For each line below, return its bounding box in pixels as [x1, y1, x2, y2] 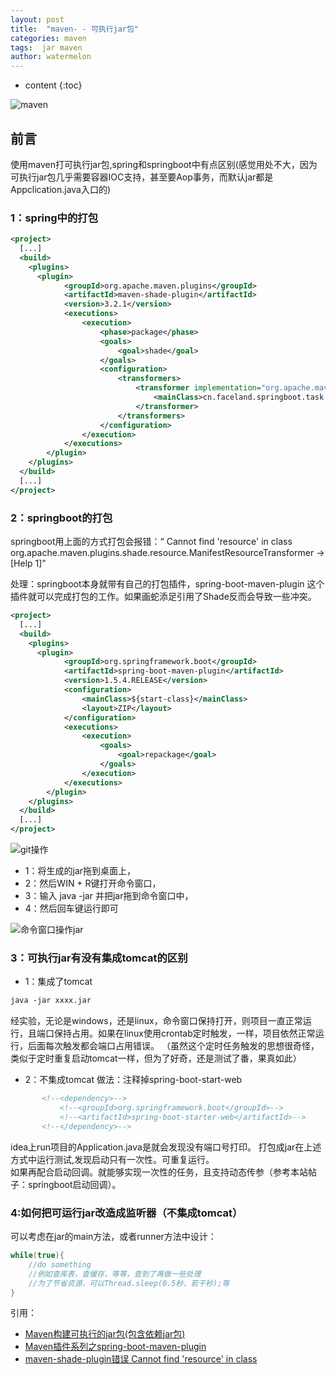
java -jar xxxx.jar [10, 996, 92, 1006]
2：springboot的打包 [10, 511, 113, 525]
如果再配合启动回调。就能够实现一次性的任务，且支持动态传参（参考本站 [10, 1166, 308, 1178]
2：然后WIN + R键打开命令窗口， [24, 877, 162, 890]
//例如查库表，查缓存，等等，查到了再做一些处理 [28, 1269, 202, 1279]
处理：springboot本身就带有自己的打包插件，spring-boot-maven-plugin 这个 [10, 578, 325, 590]
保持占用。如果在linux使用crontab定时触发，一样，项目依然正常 [53, 1027, 316, 1040]
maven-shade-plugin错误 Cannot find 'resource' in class [24, 1353, 258, 1365]
